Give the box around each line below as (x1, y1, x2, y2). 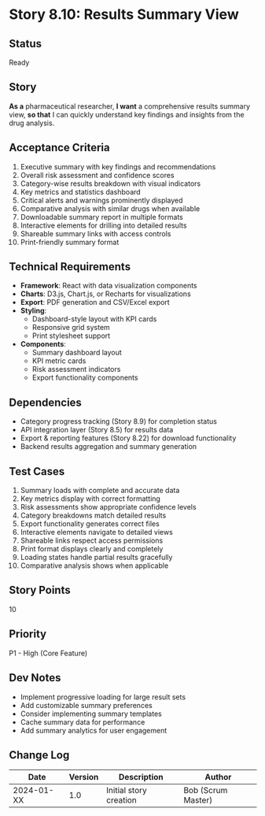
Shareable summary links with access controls (20, 228, 171, 238)
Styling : (20, 306, 47, 316)
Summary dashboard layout (31, 348, 123, 358)
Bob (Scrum (183, 785, 228, 796)
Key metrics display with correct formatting (20, 494, 160, 503)
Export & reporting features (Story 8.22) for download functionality (20, 433, 237, 443)
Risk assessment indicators (31, 365, 121, 374)
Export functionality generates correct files (20, 519, 160, 529)
